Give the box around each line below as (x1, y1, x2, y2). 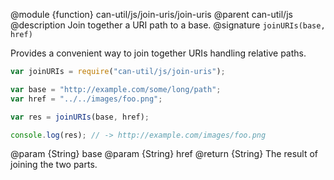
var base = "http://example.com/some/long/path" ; (10, 84, 222, 94)
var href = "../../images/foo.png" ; (10, 94, 163, 104)
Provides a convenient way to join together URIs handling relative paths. (10, 47, 307, 59)
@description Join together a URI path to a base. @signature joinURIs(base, (10, 19, 326, 31)
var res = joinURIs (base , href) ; (10, 112, 150, 122)
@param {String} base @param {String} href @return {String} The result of (10, 148, 319, 160)
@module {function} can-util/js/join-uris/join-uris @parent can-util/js (10, 9, 293, 20)
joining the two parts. (10, 159, 98, 171)
